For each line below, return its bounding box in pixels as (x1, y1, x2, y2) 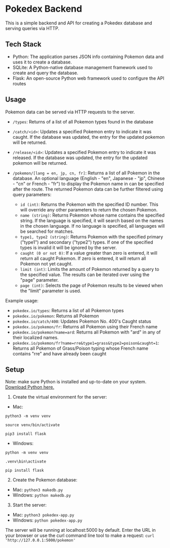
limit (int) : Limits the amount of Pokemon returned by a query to (20, 266, 159, 272)
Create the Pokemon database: (12, 477, 77, 483)
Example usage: (5, 297, 39, 303)
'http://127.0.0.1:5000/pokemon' (5, 538, 76, 543)
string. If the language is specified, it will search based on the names (20, 217, 163, 224)
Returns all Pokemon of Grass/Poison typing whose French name (12, 345, 148, 351)
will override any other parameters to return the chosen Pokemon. (20, 206, 158, 212)
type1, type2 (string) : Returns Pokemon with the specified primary (20, 233, 163, 239)
